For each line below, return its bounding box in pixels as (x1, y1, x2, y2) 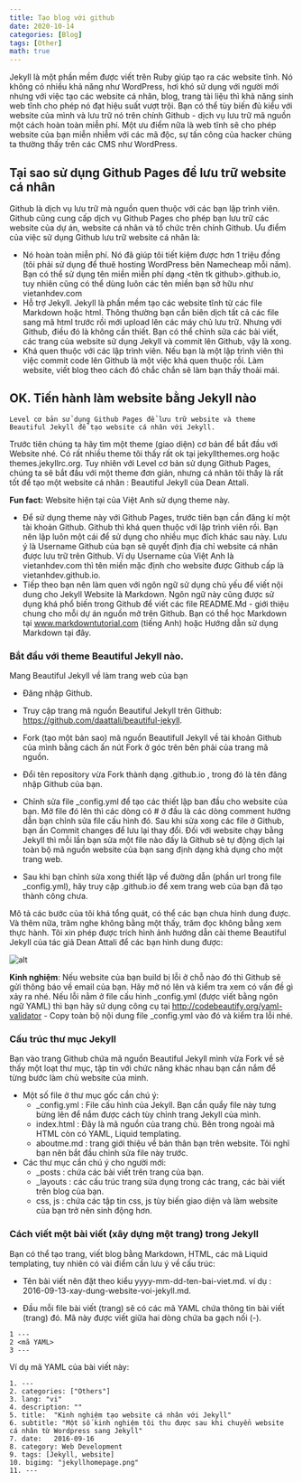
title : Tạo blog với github (9, 13, 115, 23)
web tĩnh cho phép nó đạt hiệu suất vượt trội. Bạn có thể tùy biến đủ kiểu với (9, 100, 293, 111)
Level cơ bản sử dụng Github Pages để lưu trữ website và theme (9, 415, 256, 424)
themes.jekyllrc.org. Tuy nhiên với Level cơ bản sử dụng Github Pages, (9, 457, 271, 468)
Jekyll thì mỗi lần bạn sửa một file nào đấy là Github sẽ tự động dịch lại (22, 835, 286, 846)
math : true (9, 47, 50, 56)
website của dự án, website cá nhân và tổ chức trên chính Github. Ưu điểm (9, 222, 287, 233)
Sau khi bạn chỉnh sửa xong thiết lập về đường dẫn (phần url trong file (22, 871, 282, 882)
